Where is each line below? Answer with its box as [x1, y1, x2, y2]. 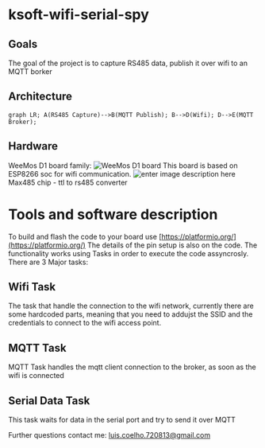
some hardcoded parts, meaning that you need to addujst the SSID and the [8, 310, 253, 319]
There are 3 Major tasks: [8, 257, 89, 267]
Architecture [8, 90, 73, 103]
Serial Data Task [8, 394, 90, 407]
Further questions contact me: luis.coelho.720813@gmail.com [8, 430, 211, 439]
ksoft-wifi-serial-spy [8, 6, 149, 24]
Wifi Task [8, 280, 56, 294]
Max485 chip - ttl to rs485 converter [8, 177, 129, 187]
